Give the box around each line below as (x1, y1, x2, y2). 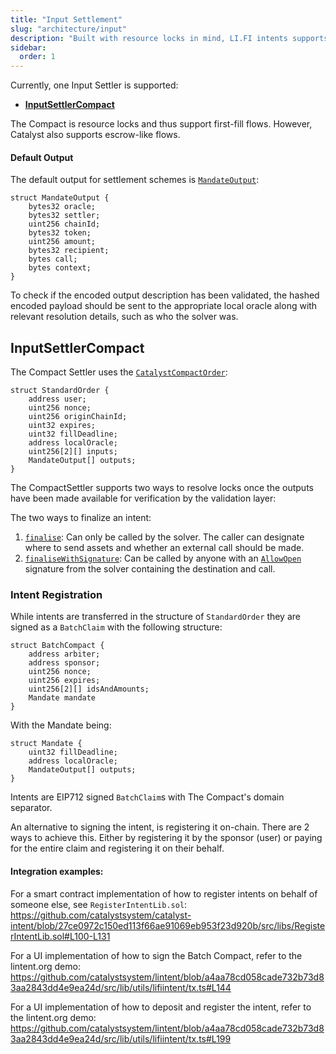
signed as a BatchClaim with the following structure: (10, 621, 223, 633)
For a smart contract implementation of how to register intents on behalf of (10, 887, 318, 900)
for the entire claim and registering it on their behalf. (10, 842, 225, 855)
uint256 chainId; (28, 219, 101, 230)
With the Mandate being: (10, 719, 112, 731)
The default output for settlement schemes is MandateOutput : (10, 174, 260, 186)
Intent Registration (10, 588, 103, 602)
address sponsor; (28, 658, 101, 668)
